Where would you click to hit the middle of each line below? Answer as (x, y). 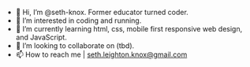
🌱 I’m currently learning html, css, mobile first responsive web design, (129, 29)
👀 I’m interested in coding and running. (78, 20)
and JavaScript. (41, 37)
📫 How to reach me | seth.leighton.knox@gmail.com (101, 54)
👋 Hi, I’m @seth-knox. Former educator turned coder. (102, 12)
